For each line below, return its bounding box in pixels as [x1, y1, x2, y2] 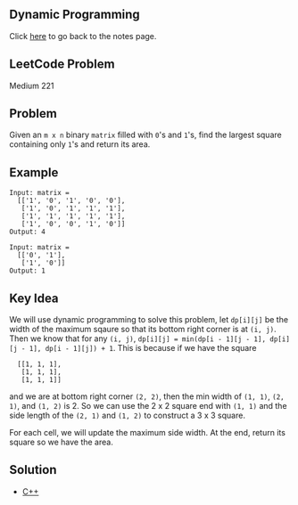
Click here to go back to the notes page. [9, 30, 157, 41]
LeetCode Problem [9, 57, 115, 72]
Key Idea [9, 290, 60, 305]
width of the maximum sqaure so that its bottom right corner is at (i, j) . [9, 324, 277, 335]
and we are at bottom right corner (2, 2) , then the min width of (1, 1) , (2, [9, 391, 285, 402]
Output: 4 [9, 227, 46, 237]
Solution [9, 462, 57, 477]
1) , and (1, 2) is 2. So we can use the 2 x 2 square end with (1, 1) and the [9, 401, 287, 411]
